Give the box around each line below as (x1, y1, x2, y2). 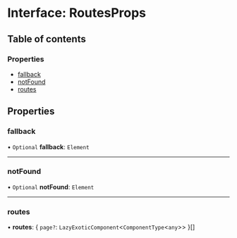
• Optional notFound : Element (7, 182, 95, 191)
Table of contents (7, 33, 86, 45)
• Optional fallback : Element (7, 142, 90, 151)
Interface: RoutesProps (7, 5, 147, 21)
